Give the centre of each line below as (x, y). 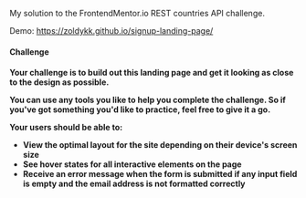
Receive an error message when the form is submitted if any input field (160, 174)
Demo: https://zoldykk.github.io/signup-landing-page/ (111, 31)
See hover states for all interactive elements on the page (132, 164)
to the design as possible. (59, 82)
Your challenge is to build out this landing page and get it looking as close (152, 73)
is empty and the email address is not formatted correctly (134, 184)
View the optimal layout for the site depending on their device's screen (160, 145)
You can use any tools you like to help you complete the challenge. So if (148, 100)
